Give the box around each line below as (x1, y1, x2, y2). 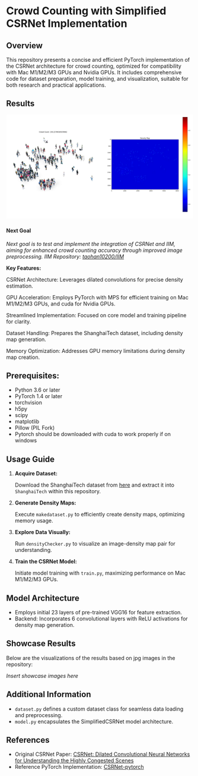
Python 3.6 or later (14, 386, 60, 393)
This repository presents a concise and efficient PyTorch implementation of (6, 56, 190, 63)
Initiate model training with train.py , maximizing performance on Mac (14, 569, 186, 577)
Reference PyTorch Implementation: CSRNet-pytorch (14, 764, 144, 771)
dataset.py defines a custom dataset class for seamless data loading (14, 705, 184, 712)
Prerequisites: (6, 370, 59, 381)
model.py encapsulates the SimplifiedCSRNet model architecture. (14, 718, 174, 725)
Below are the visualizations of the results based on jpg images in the (6, 654, 175, 661)
